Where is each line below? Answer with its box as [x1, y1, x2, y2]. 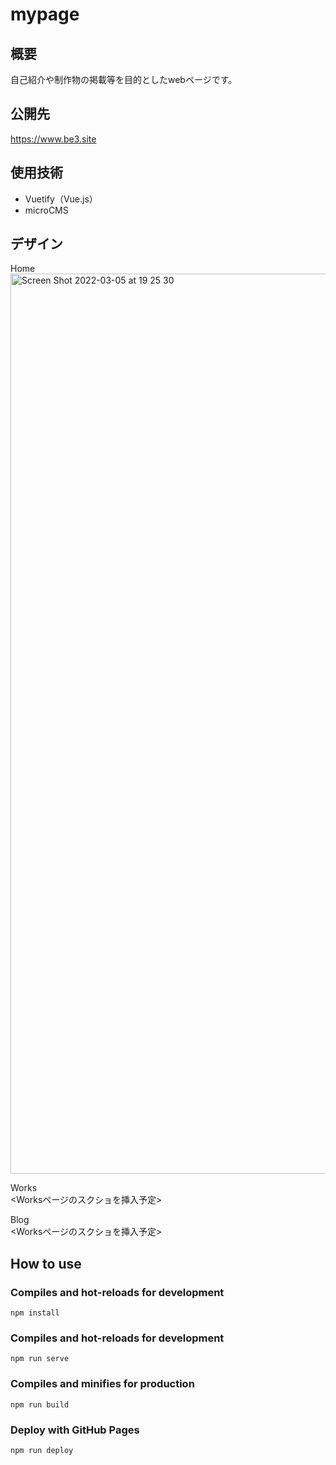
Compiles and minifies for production [10, 1377, 195, 1391]
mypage [10, 3, 80, 26]
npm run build [10, 1399, 70, 1410]
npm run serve [10, 1354, 70, 1364]
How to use [10, 1255, 82, 1272]
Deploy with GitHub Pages [10, 1423, 140, 1437]
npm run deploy [10, 1446, 74, 1456]
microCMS [24, 204, 69, 216]
